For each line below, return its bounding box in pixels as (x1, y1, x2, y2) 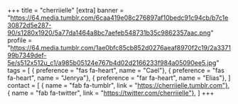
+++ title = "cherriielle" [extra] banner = (7, 6, 124, 14)
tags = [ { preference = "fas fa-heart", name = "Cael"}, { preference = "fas (7, 67, 225, 74)
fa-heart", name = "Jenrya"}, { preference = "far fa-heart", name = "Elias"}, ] (7, 74, 231, 82)
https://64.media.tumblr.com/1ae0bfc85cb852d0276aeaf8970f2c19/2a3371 (10, 44, 231, 52)
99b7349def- (7, 51, 47, 59)
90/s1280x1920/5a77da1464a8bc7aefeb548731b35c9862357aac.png (7, 28, 211, 37)
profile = (7, 36, 33, 45)
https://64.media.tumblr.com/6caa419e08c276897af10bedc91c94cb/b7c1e (10, 13, 229, 22)
